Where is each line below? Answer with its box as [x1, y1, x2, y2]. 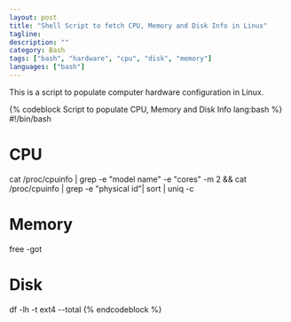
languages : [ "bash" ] [9, 63, 86, 72]
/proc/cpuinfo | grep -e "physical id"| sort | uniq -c [9, 183, 194, 193]
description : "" [9, 37, 69, 47]
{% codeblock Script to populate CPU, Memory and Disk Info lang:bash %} [9, 104, 283, 114]
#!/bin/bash [9, 113, 51, 124]
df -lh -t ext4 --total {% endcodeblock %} [9, 303, 162, 315]
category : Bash [9, 46, 66, 55]
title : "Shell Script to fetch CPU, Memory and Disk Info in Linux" [9, 21, 268, 30]
